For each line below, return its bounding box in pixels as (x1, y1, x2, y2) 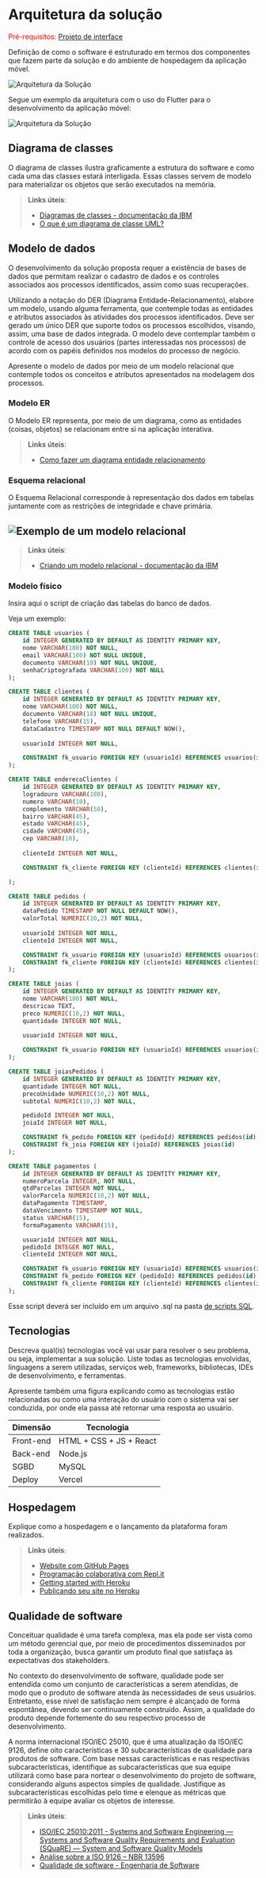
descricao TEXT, (22, 1002, 77, 1010)
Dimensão (12, 1422, 51, 1433)
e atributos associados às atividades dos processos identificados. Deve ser (8, 312, 255, 321)
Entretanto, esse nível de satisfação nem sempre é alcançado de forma (8, 1696, 241, 1706)
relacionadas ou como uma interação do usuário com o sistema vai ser (8, 1395, 239, 1404)
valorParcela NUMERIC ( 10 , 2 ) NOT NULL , (22, 1192, 150, 1200)
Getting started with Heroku (39, 1578, 131, 1587)
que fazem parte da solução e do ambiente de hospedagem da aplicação (8, 56, 247, 65)
